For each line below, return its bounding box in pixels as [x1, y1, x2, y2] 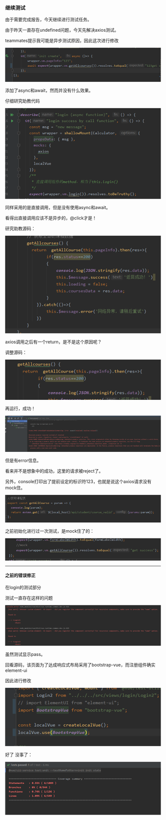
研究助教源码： [5, 225, 36, 231]
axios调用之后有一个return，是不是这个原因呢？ [5, 339, 102, 345]
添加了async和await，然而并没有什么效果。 [5, 88, 93, 94]
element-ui [5, 667, 27, 673]
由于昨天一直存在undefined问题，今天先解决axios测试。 [5, 27, 119, 33]
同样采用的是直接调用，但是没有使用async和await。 [5, 205, 111, 211]
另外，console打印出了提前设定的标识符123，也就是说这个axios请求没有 [5, 478, 152, 484]
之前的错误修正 [5, 572, 36, 578]
